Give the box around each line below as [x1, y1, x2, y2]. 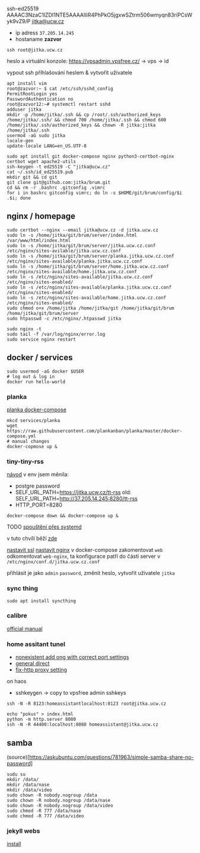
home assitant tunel [7, 640, 66, 648]
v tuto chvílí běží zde [7, 535, 58, 542]
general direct [15, 660, 50, 667]
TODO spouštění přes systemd [7, 523, 82, 530]
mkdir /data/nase [7, 782, 50, 788]
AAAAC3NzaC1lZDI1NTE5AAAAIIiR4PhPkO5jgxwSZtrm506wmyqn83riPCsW [7, 11, 192, 18]
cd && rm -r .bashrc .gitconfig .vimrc [7, 185, 106, 190]
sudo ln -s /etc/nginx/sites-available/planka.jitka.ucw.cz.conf [7, 284, 172, 290]
